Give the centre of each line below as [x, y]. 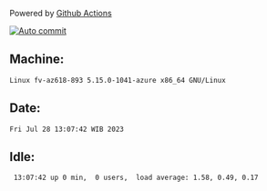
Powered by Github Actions [61, 13]
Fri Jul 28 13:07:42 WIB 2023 [67, 129]
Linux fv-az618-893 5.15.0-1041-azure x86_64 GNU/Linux [118, 80]
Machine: [37, 60]
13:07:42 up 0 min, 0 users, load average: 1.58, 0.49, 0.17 [136, 178]
